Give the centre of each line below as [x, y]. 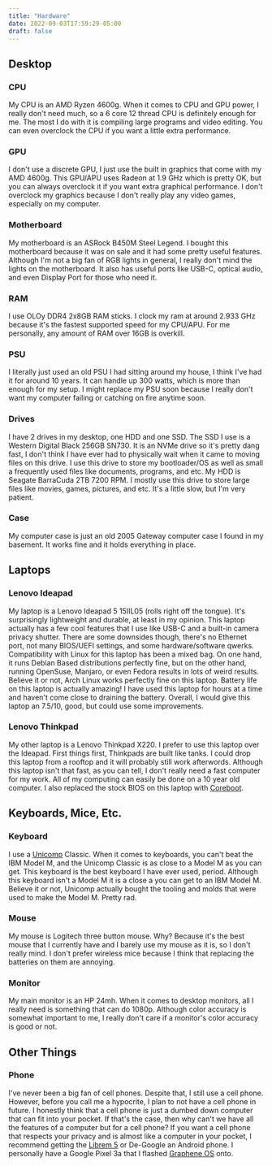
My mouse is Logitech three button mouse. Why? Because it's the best [127, 936]
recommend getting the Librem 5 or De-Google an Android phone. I [121, 1144]
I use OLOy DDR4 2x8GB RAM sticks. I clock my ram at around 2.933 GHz [132, 316]
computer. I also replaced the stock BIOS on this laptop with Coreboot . [126, 787]
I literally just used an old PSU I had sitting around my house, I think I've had [135, 372]
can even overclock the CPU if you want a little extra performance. [120, 131]
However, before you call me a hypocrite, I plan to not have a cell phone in [132, 1101]
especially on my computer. [55, 204]
